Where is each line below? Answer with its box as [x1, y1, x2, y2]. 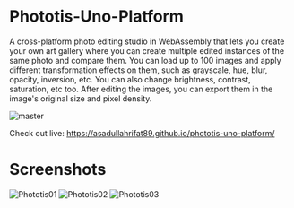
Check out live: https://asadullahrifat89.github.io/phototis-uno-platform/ [9, 127, 275, 138]
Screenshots [9, 160, 107, 180]
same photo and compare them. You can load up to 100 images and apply [9, 55, 281, 65]
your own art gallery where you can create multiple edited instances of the [9, 45, 285, 56]
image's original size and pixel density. [9, 92, 152, 104]
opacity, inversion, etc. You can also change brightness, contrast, [9, 74, 251, 84]
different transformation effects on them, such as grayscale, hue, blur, [9, 65, 268, 75]
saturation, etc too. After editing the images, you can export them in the [9, 83, 273, 94]
